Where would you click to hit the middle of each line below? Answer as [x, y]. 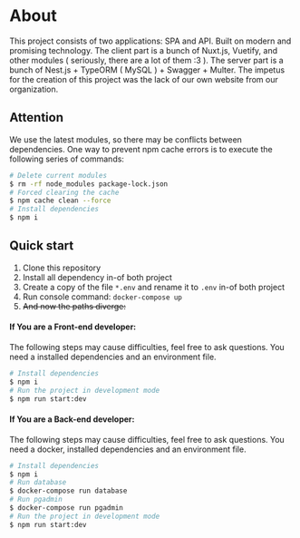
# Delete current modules [58, 175]
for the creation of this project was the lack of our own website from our [144, 79]
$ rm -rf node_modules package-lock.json [89, 184]
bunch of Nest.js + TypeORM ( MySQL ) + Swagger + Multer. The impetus [147, 70]
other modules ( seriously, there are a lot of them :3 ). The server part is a [146, 60]
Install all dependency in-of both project [97, 277]
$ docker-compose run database [68, 491]
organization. [34, 89]
